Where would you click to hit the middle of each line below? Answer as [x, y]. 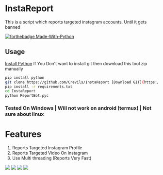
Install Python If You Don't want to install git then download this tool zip [76, 63]
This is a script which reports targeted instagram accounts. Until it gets [76, 22]
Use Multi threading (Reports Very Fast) [52, 158]
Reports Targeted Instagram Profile [47, 148]
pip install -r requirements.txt [39, 87]
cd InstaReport [20, 91]
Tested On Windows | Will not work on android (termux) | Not [78, 108]
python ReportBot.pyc [27, 96]
